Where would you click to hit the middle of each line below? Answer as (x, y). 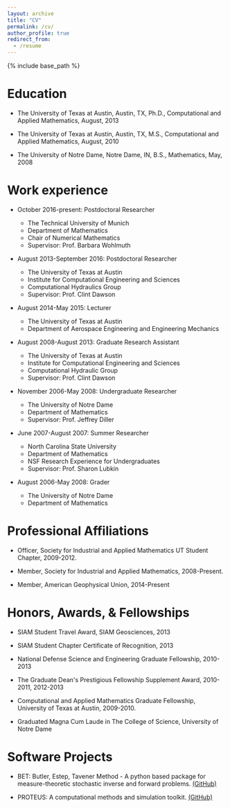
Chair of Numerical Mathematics (74, 238)
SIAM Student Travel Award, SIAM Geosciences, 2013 (94, 632)
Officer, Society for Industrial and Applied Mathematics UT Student (113, 550)
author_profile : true (38, 33)
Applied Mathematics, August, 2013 (68, 120)
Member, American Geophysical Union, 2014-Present (93, 584)
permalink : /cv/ (30, 26)
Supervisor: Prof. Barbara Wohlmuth (79, 245)
